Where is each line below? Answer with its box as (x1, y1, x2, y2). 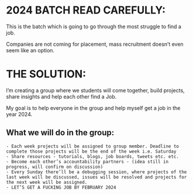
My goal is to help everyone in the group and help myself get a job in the (6, 104, 181, 112)
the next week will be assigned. (6, 179, 88, 185)
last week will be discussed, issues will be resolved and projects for (6, 174, 187, 180)
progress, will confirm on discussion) (6, 164, 104, 170)
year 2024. (6, 110, 33, 117)
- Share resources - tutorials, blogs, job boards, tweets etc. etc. (6, 153, 180, 159)
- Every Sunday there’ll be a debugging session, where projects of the (6, 169, 187, 175)
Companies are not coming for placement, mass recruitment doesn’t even (6, 41, 184, 48)
